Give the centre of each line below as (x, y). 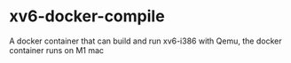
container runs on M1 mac (57, 50)
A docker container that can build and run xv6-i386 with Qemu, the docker (145, 41)
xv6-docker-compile (87, 16)
